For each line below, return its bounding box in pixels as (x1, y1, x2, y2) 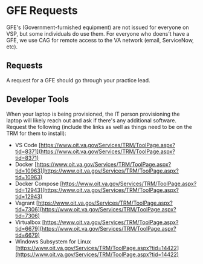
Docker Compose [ (14, 180, 62, 187)
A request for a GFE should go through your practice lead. (6, 76, 150, 84)
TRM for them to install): (6, 130, 66, 137)
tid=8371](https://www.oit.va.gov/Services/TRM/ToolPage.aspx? (14, 148, 175, 155)
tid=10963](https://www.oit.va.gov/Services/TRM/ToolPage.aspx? (14, 167, 179, 174)
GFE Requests (6, 4, 78, 18)
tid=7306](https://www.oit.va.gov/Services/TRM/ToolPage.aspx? (14, 205, 176, 213)
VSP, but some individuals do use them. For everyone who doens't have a (6, 30, 190, 37)
